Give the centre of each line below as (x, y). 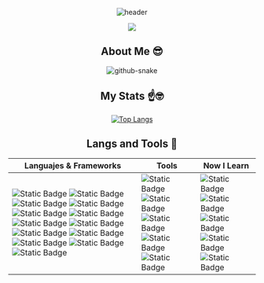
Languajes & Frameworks (73, 166)
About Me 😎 (132, 51)
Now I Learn (226, 166)
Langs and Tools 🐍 (132, 144)
